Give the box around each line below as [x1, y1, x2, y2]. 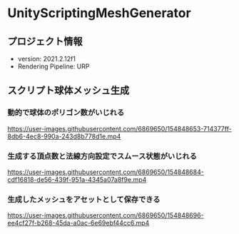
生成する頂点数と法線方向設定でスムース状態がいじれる [7, 151, 198, 161]
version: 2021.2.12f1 [17, 55, 76, 63]
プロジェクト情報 [7, 35, 83, 47]
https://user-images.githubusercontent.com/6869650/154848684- [7, 168, 205, 176]
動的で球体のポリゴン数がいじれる [7, 108, 125, 118]
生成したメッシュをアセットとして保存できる [7, 194, 161, 204]
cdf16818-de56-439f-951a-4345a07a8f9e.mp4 [7, 175, 147, 183]
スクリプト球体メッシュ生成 [7, 84, 130, 97]
